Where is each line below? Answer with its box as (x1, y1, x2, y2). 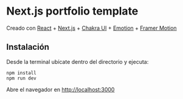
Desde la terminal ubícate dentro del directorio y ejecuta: (6, 58, 149, 65)
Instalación (6, 42, 50, 52)
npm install (6, 70, 36, 76)
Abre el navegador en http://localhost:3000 (6, 86, 115, 93)
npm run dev (6, 75, 36, 81)
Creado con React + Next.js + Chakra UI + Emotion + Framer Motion (6, 24, 178, 32)
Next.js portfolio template (6, 4, 139, 18)
